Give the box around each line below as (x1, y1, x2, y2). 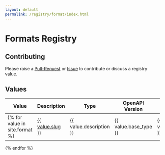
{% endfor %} (5, 145, 33, 151)
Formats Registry (5, 33, 77, 44)
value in (7, 120, 26, 127)
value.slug (37, 124, 61, 130)
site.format (7, 126, 33, 133)
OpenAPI (122, 99, 144, 106)
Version (124, 106, 143, 113)
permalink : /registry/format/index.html (5, 12, 89, 17)
